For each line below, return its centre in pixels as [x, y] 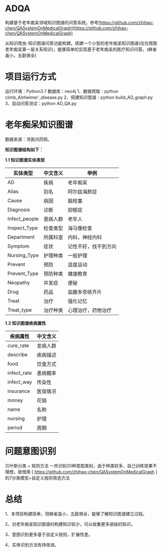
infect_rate [20, 373]
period [15, 427]
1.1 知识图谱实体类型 [25, 160]
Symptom [18, 246]
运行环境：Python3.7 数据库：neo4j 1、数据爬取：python [62, 91]
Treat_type [20, 310]
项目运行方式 [31, 77]
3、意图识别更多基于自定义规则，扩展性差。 [49, 534]
